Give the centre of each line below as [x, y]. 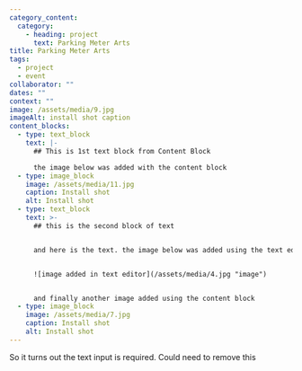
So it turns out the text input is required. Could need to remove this [133, 357]
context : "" [31, 101]
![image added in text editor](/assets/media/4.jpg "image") [150, 274]
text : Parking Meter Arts [81, 43]
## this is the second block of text [104, 225]
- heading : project [62, 34]
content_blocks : [40, 127]
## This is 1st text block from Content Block [122, 151]
